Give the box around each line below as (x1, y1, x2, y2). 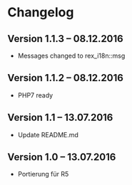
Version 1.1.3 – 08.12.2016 (7, 33, 123, 45)
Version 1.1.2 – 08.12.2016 (7, 72, 123, 84)
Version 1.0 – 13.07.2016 (7, 151, 116, 164)
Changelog (7, 4, 74, 21)
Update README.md (17, 130, 78, 139)
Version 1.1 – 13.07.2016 (7, 112, 113, 124)
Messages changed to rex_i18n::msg (17, 51, 126, 60)
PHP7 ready (17, 90, 54, 100)
